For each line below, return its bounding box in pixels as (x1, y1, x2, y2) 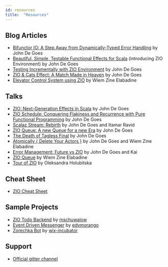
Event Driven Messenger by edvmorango (12, 222, 99, 228)
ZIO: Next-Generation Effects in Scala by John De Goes (12, 106, 129, 112)
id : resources (5, 7, 36, 13)
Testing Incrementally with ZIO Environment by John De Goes (12, 66, 142, 72)
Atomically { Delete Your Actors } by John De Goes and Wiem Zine (12, 138, 152, 144)
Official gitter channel (12, 256, 58, 262)
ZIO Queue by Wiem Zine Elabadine (12, 154, 88, 161)
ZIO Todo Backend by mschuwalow (12, 216, 88, 223)
